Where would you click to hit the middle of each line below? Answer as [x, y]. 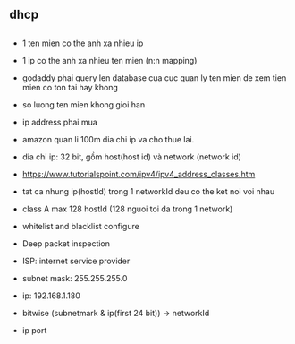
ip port [34, 330]
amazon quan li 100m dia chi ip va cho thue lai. [108, 139]
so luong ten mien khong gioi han [84, 104]
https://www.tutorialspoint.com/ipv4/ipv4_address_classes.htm [139, 174]
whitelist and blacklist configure [81, 226]
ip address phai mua [60, 122]
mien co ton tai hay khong [70, 87]
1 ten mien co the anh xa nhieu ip [83, 43]
